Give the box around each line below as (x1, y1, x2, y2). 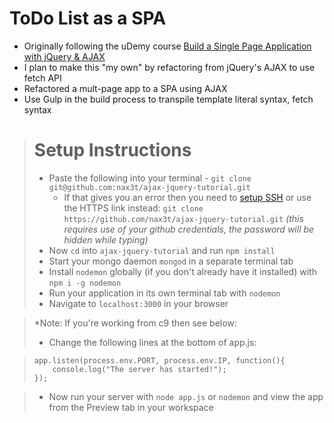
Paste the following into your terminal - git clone (48, 172, 252, 184)
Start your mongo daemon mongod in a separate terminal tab (48, 255, 294, 267)
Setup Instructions (33, 139, 192, 162)
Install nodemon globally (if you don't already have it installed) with (48, 265, 317, 277)
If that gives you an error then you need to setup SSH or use (63, 191, 312, 203)
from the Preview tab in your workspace (48, 401, 214, 413)
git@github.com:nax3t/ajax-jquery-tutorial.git (48, 182, 251, 192)
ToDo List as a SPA (9, 7, 167, 30)
